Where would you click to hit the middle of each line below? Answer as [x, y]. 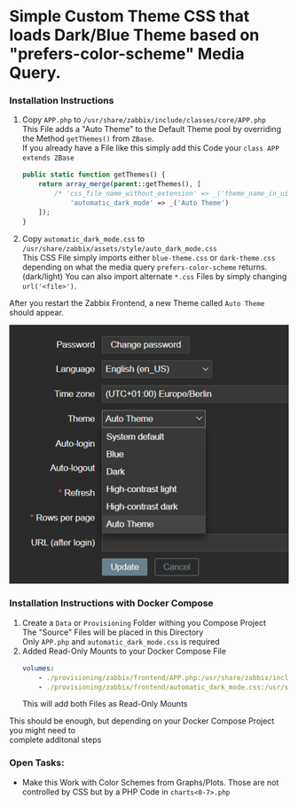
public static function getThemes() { [94, 175]
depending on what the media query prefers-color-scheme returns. [145, 267]
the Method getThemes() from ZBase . [88, 138]
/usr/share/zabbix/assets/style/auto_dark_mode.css [119, 249]
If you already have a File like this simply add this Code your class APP [150, 148]
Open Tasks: [37, 763]
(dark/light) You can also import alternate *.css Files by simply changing [154, 276]
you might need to [43, 731]
